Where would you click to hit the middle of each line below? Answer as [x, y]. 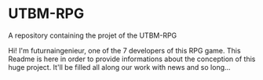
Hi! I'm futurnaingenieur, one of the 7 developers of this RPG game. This [124, 50]
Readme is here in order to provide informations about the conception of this [132, 59]
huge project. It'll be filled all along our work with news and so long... [119, 67]
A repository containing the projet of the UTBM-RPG [93, 35]
